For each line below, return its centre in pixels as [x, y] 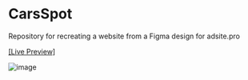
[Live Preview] [32, 51]
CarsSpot [40, 14]
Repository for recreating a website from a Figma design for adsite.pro [124, 36]
